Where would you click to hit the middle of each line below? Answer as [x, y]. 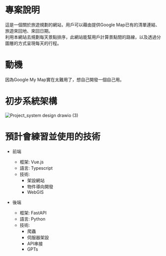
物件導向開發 [40, 186]
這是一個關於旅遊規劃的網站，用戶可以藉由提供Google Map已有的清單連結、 [83, 25]
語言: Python [33, 219]
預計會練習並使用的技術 [53, 137]
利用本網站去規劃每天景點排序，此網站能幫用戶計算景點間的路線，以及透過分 [83, 37]
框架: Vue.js [32, 162]
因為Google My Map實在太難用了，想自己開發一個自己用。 [65, 79]
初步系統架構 [31, 101]
